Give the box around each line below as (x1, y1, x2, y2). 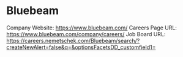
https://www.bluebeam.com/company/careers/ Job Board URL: (6, 30, 166, 37)
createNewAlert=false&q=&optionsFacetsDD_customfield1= (6, 44, 156, 51)
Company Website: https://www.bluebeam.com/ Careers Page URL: (6, 24, 177, 31)
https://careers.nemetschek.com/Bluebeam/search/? (6, 37, 140, 44)
